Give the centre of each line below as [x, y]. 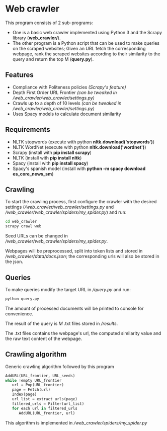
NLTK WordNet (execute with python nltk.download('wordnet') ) [79, 147]
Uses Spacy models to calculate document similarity [67, 114]
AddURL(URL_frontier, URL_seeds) [40, 376]
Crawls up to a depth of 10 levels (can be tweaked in [67, 103]
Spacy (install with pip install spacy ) [50, 163]
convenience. [19, 314]
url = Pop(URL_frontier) [38, 385]
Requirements [28, 130]
